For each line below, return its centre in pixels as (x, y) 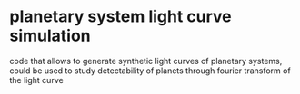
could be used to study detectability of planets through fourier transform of (150, 70)
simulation (50, 36)
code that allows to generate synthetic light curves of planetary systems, (146, 61)
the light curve (36, 80)
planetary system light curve (120, 17)
